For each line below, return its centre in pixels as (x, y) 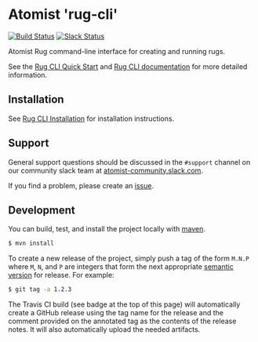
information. (28, 75)
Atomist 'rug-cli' (63, 15)
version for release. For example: (62, 275)
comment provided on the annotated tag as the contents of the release (122, 321)
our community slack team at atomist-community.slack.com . (106, 170)
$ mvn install (31, 244)
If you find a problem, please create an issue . (81, 185)
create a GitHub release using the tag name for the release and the (116, 313)
